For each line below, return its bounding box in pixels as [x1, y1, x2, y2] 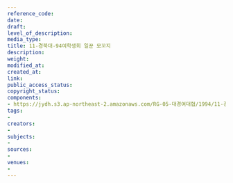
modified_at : [7, 62, 45, 69]
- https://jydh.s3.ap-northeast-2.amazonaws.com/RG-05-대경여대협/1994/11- [7, 101, 224, 108]
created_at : [7, 68, 42, 75]
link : [7, 74, 23, 82]
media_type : [7, 36, 42, 43]
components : [7, 95, 42, 102]
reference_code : [7, 10, 54, 17]
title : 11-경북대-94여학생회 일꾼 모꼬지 [7, 42, 111, 49]
